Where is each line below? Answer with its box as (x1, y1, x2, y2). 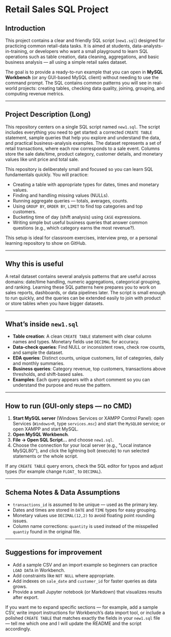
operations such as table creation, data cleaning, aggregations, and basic (5, 54, 159, 60)
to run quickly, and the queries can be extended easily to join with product (5, 295, 161, 301)
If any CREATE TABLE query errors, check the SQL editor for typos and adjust (5, 463, 163, 469)
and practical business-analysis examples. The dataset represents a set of (5, 140, 161, 146)
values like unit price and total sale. (5, 156, 79, 162)
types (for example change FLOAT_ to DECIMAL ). (5, 468, 102, 475)
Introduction (5, 24, 46, 33)
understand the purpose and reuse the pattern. (12, 382, 111, 388)
